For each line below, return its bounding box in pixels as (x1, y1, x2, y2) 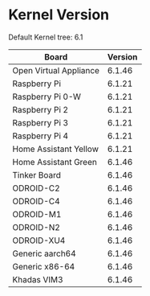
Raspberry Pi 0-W (12, 91, 82, 102)
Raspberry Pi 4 (12, 130, 69, 142)
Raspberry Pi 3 (12, 117, 69, 128)
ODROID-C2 (12, 183, 60, 194)
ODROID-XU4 (12, 235, 66, 246)
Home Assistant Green (12, 156, 98, 167)
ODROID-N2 (12, 221, 60, 232)
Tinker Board (12, 169, 62, 180)
